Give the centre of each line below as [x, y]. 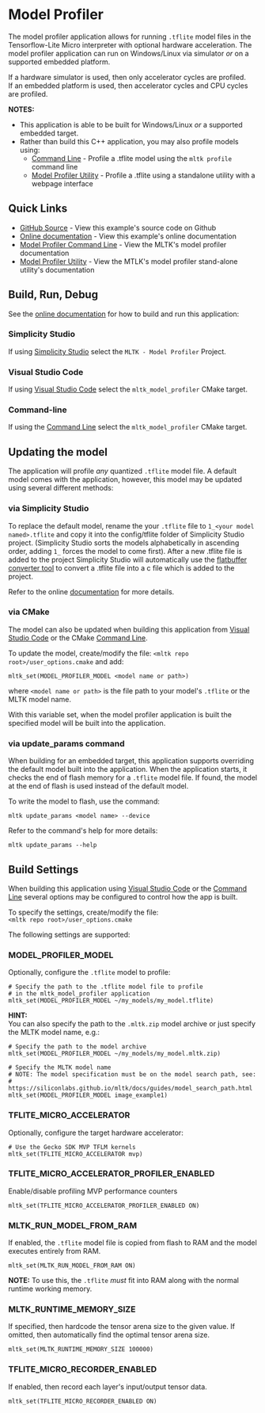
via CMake [29, 612]
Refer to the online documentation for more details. [91, 591]
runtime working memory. [50, 1289]
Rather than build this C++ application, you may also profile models [129, 141]
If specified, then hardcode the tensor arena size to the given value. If [122, 1327]
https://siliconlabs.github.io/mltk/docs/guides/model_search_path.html [131, 1088]
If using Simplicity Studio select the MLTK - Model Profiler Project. [117, 351]
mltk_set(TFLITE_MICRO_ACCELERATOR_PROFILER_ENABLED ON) [104, 1205]
